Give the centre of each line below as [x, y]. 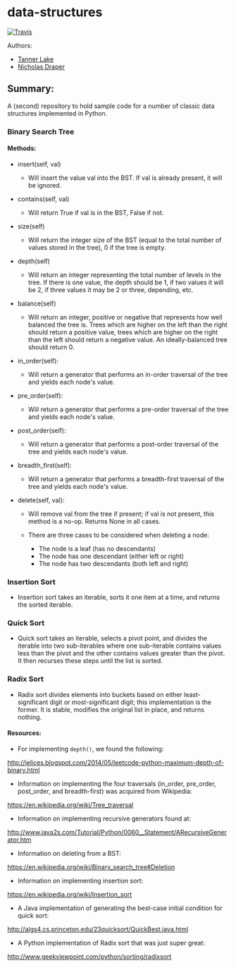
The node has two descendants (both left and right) [113, 563]
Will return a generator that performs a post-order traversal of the [123, 444]
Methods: [22, 148]
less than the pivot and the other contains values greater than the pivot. [121, 653]
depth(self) [34, 261]
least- [192, 694]
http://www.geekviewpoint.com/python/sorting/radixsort [89, 956]
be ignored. [45, 185]
